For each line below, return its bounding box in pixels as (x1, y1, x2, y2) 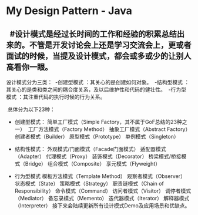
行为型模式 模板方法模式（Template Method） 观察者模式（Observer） (14, 173, 186, 180)
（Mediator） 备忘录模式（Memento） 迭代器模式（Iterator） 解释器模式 (14, 195, 190, 201)
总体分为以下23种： (7, 106, 56, 113)
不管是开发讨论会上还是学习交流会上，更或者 (29, 40, 192, 50)
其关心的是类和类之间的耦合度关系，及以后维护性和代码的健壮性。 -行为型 (6, 86, 187, 93)
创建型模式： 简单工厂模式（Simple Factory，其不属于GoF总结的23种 (14, 119, 182, 125)
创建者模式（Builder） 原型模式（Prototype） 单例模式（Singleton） (14, 133, 179, 140)
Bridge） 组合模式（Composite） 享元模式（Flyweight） (25, 160, 160, 167)
